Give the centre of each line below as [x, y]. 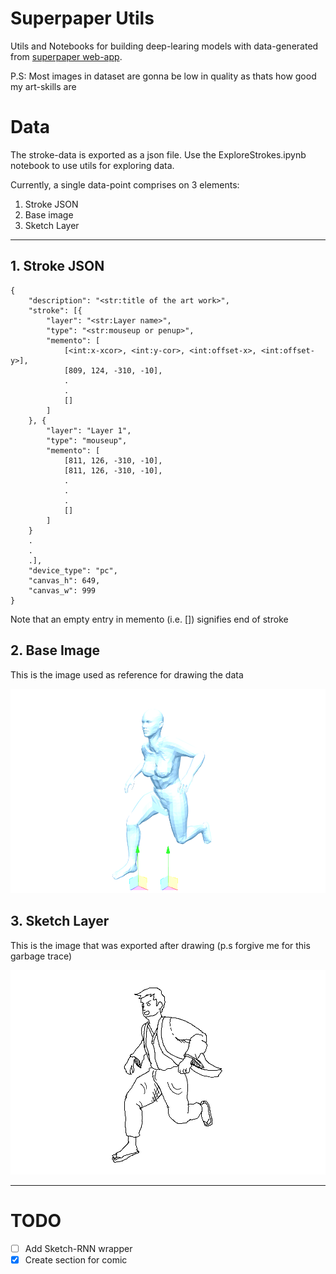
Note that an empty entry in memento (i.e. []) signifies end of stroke [149, 619]
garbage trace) [41, 956]
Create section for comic [76, 1260]
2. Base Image [55, 650]
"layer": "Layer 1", [89, 430]
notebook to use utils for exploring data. [92, 165]
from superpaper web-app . [66, 56]
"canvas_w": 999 [62, 590]
